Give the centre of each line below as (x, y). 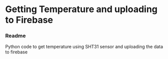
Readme (16, 36)
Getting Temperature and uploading (81, 9)
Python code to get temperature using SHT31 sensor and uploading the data (84, 47)
